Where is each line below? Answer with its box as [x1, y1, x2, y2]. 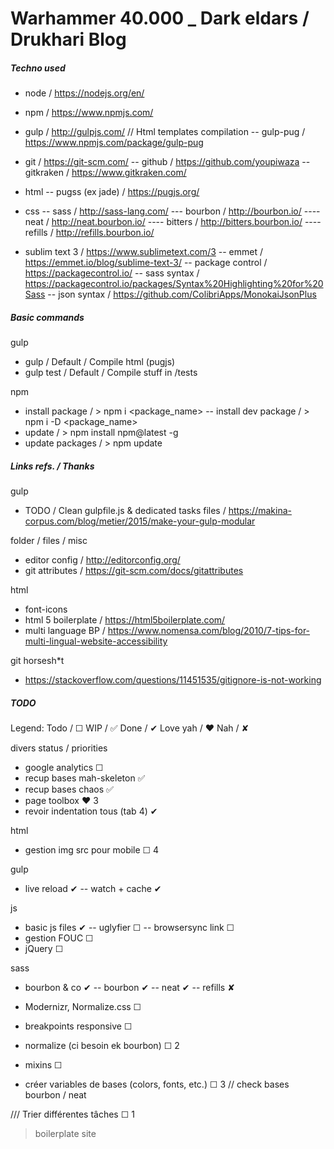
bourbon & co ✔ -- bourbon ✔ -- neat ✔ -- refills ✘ [24, 982, 235, 994]
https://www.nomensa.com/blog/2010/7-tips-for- [107, 625, 311, 637]
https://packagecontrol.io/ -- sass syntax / [24, 267, 200, 279]
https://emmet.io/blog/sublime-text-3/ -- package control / [24, 257, 268, 269]
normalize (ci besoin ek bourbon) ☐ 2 [24, 1040, 180, 1052]
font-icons [24, 603, 68, 616]
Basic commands [10, 311, 85, 323]
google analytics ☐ [24, 762, 104, 774]
